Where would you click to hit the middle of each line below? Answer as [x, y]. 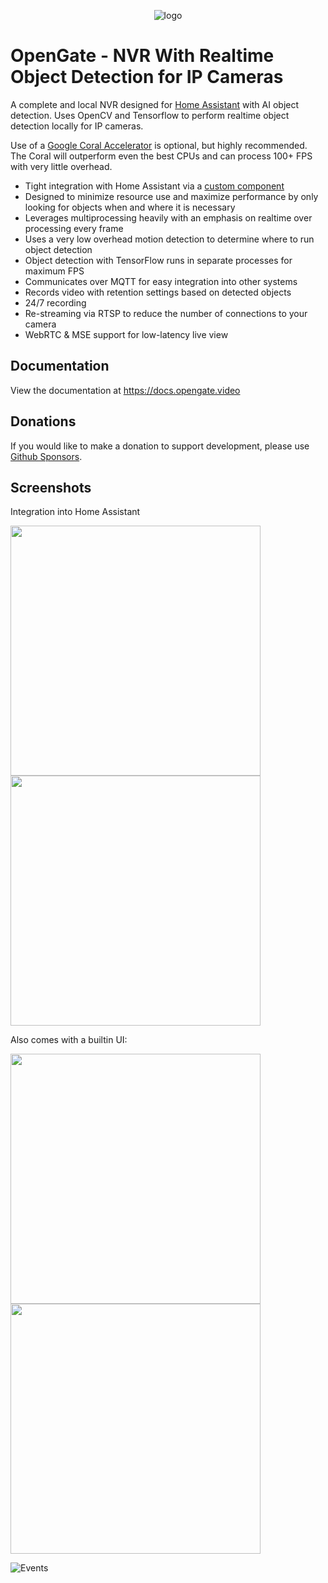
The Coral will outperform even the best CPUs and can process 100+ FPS [161, 156]
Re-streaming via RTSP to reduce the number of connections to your [166, 313]
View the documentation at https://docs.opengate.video [125, 390]
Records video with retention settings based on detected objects [158, 292]
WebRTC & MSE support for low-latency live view [126, 334]
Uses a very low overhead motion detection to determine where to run [169, 239]
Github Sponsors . [46, 456]
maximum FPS [54, 271]
